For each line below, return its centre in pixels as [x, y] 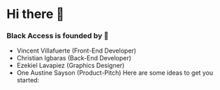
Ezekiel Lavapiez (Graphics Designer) [71, 66]
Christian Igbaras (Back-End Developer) [74, 58]
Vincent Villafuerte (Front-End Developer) [76, 51]
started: [28, 80]
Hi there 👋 [35, 14]
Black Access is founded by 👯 [58, 36]
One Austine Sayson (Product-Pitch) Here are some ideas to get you [115, 73]
